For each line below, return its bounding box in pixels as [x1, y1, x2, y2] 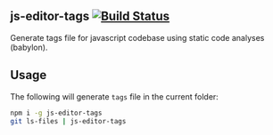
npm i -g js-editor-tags [10, 108, 103, 117]
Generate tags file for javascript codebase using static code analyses [10, 32, 265, 43]
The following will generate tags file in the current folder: [10, 91, 219, 102]
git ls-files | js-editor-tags [10, 116, 127, 125]
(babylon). [10, 42, 48, 52]
